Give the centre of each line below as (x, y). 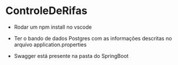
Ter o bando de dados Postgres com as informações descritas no (93, 38)
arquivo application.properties (50, 45)
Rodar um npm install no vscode (53, 27)
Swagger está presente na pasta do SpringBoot (71, 56)
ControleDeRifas (47, 11)
